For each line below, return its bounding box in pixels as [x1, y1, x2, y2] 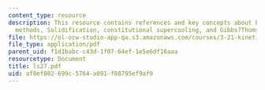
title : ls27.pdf [8, 63, 62, 70]
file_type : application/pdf [8, 41, 101, 49]
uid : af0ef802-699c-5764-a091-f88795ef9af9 [8, 70, 154, 77]
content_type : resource [8, 11, 87, 20]
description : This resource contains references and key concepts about [8, 19, 252, 27]
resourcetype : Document [8, 56, 87, 63]
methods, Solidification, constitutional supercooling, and [15, 26, 217, 34]
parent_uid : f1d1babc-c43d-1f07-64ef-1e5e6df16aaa [8, 48, 178, 56]
